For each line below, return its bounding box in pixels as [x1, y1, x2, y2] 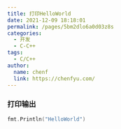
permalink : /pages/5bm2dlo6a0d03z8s [7, 23, 114, 30]
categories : [7, 29, 42, 37]
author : [7, 62, 30, 69]
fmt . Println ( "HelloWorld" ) [7, 116, 86, 123]
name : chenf [13, 68, 49, 75]
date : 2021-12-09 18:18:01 [7, 17, 86, 24]
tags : [7, 50, 23, 56]
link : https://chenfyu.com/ [13, 75, 96, 82]
